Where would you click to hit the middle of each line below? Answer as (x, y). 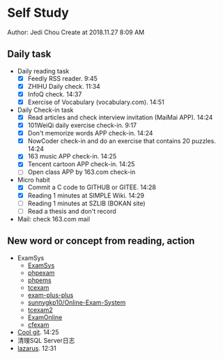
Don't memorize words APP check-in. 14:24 (90, 133)
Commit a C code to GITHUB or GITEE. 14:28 (92, 187)
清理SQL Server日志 (46, 340)
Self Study (38, 13)
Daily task (29, 54)
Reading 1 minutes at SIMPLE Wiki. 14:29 (86, 195)
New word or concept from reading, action (101, 241)
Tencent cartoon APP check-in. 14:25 (81, 164)
